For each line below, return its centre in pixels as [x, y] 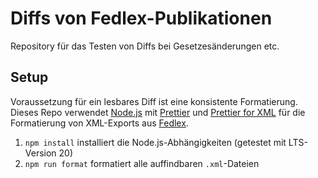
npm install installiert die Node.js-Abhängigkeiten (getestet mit [155, 142]
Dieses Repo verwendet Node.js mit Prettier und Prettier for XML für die [158, 112]
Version [40, 153]
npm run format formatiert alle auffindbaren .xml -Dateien [142, 163]
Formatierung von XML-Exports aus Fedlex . [99, 123]
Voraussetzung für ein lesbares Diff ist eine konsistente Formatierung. [154, 101]
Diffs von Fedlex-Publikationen [141, 18]
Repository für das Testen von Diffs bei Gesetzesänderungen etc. [145, 46]
